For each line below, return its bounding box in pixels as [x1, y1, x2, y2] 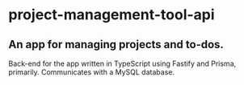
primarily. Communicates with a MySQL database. [8, 67, 175, 77]
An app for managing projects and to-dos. [8, 38, 225, 51]
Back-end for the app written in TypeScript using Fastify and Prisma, [8, 59, 237, 68]
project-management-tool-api [8, 6, 216, 24]
